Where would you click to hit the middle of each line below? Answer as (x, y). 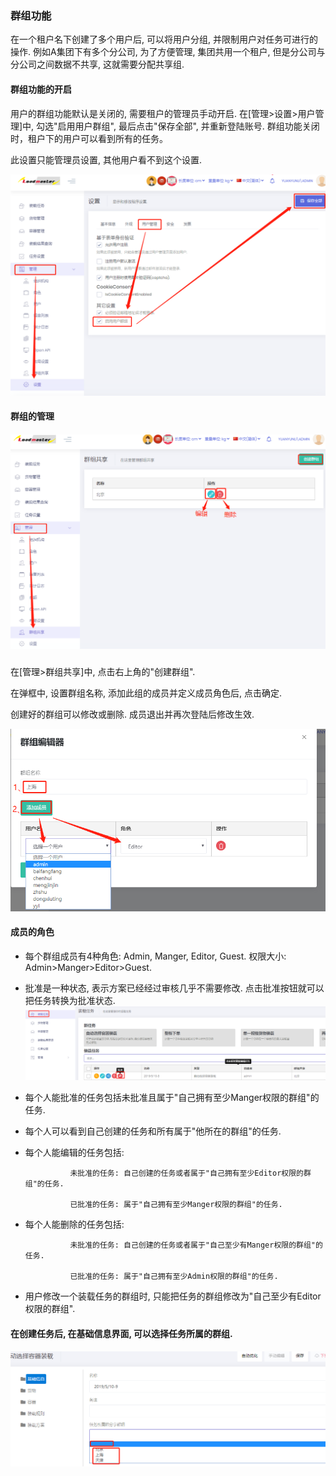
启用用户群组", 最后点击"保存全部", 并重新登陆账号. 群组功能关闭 (188, 126)
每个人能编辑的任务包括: (74, 1153)
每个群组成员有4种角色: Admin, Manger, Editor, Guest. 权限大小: (155, 956)
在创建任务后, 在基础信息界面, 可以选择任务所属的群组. (121, 1334)
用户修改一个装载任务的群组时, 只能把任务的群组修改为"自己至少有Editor (173, 1296)
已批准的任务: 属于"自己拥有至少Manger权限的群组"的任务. (176, 1205)
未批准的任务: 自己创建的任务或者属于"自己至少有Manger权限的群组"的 (196, 1245)
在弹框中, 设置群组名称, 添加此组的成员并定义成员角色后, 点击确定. (146, 693)
